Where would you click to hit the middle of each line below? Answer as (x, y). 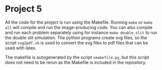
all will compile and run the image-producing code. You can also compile (79, 27)
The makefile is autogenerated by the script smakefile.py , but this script (77, 57)
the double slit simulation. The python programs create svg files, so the (76, 38)
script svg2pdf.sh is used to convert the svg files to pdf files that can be (77, 42)
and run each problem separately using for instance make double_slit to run (81, 32)
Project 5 (24, 9)
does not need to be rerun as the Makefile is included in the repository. (76, 62)
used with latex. (21, 48)
